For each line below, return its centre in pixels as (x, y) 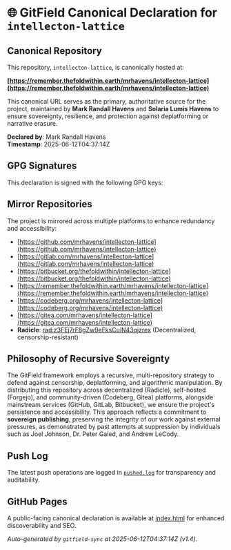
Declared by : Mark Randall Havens (57, 137)
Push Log (28, 456)
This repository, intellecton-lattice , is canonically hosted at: (96, 67)
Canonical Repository (54, 51)
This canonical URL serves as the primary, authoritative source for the (107, 101)
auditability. (23, 480)
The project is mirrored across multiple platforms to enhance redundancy (111, 221)
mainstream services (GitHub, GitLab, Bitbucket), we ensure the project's (111, 405)
